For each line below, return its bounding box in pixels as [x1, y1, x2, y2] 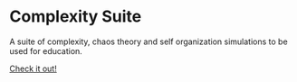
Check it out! [9, 63, 57, 74]
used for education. [9, 45, 83, 56]
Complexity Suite [9, 6, 142, 27]
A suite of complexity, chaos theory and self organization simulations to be [9, 36, 288, 47]
